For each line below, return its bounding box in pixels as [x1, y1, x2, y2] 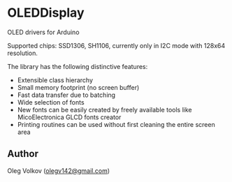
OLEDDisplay [7, 5, 85, 21]
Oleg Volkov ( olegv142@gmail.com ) [7, 166, 110, 175]
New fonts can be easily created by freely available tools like [17, 105, 192, 114]
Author [7, 148, 38, 160]
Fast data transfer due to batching [17, 91, 116, 99]
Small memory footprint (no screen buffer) [17, 83, 140, 91]
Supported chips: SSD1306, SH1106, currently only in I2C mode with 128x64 [7, 41, 226, 50]
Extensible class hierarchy [17, 75, 93, 84]
